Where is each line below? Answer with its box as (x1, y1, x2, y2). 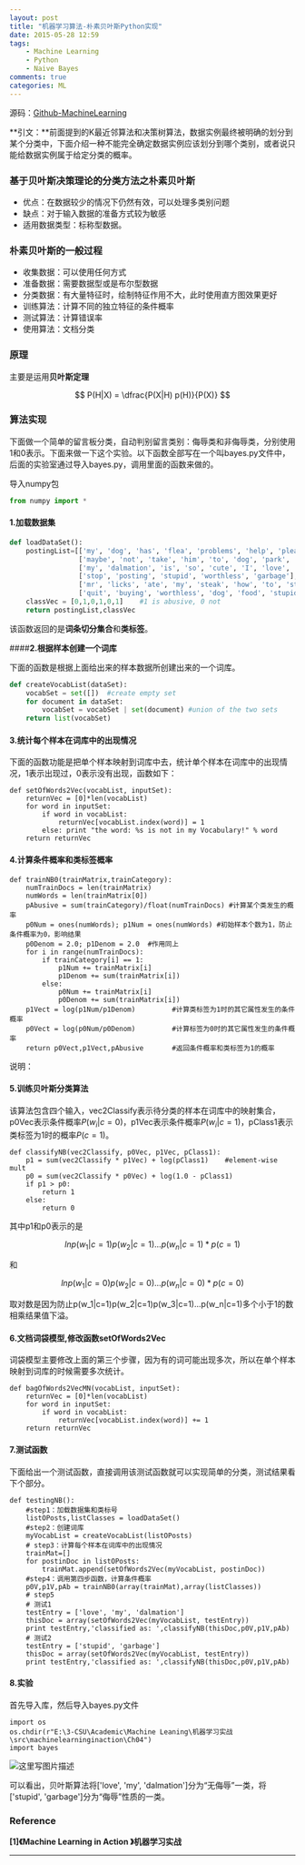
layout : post (9, 13, 59, 23)
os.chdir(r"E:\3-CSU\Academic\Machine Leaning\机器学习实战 (9, 1727, 233, 1737)
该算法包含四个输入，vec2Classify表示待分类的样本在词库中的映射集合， (9, 1105, 280, 1116)
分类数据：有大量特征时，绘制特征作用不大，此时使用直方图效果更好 (22, 289, 278, 300)
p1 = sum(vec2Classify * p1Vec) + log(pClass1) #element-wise (25, 1155, 279, 1165)
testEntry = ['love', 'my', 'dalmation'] (25, 1607, 184, 1617)
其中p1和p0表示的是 (9, 1221, 84, 1232)
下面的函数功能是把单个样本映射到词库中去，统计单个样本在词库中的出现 (9, 756, 280, 767)
